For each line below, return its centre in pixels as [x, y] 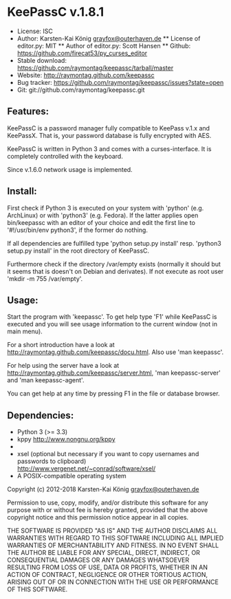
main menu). [25, 331]
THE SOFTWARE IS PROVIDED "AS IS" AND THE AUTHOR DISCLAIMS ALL [112, 531]
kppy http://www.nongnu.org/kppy [66, 440]
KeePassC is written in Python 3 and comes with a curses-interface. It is [109, 148]
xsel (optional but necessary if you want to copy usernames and [108, 454]
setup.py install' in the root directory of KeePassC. [78, 251]
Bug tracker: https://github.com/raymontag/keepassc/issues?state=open [120, 82]
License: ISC [35, 31]
